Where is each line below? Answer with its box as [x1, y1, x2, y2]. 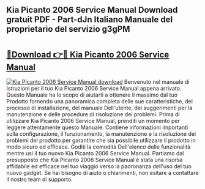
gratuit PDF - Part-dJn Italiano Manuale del [6, 15, 173, 25]
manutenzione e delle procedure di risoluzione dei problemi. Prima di [6, 111, 180, 118]
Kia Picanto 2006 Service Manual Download [6, 5, 178, 15]
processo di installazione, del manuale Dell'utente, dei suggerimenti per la [6, 104, 193, 111]
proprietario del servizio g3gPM [6, 24, 130, 34]
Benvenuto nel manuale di [124, 78, 190, 85]
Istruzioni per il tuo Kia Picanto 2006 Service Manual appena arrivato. [6, 85, 182, 92]
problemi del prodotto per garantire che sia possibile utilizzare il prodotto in [6, 137, 196, 144]
